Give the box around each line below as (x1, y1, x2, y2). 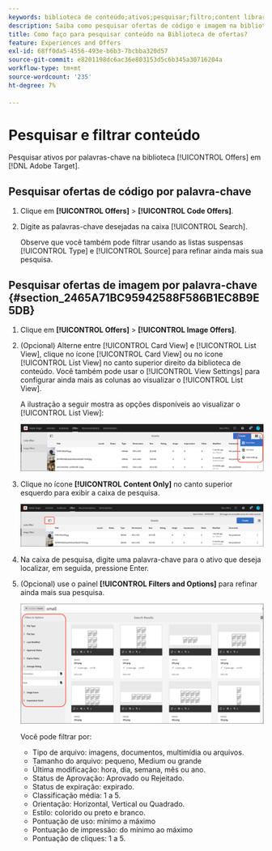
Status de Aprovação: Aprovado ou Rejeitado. (32, 773, 185, 783)
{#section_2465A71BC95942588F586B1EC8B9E (8, 291, 260, 304)
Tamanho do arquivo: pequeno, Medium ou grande (32, 755, 202, 765)
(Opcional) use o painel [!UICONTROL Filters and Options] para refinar (19, 579, 257, 589)
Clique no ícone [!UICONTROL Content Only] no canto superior (19, 479, 233, 489)
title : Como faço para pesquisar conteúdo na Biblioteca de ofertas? (8, 30, 249, 38)
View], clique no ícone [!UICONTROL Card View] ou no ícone (19, 349, 223, 360)
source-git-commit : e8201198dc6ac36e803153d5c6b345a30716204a (8, 56, 223, 64)
